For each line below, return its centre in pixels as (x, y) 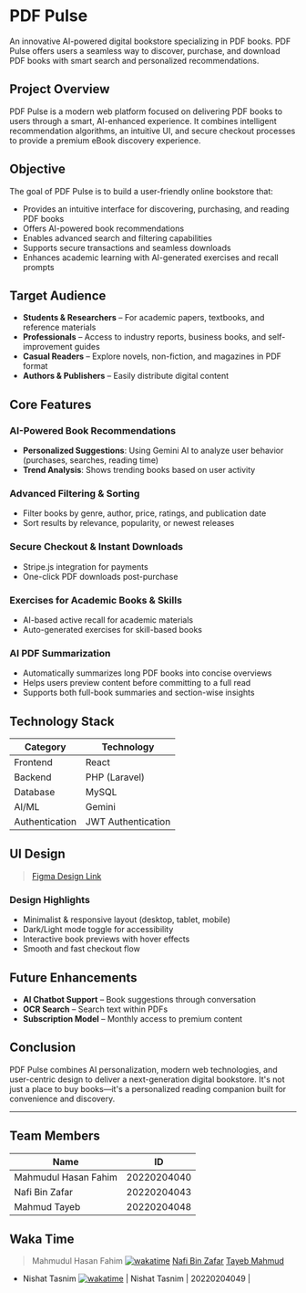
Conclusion (43, 1048)
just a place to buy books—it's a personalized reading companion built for (148, 1088)
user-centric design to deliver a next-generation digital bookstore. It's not (147, 1079)
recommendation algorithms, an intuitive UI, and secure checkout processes (153, 131)
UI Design (37, 854)
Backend (33, 777)
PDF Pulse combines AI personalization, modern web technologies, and (143, 1069)
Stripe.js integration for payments (85, 566)
